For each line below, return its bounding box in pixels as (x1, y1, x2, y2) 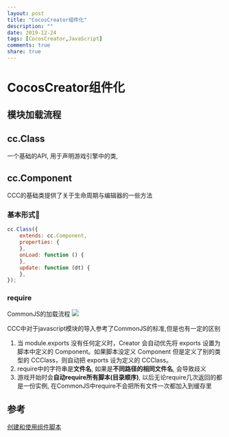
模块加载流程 (7, 109, 62, 121)
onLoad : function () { (19, 251, 84, 258)
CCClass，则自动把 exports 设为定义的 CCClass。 (30, 355, 173, 364)
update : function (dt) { (19, 264, 91, 271)
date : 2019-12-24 (7, 29, 57, 36)
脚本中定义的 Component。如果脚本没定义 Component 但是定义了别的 (16, 347, 215, 355)
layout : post (7, 10, 45, 17)
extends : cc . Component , (19, 232, 88, 240)
